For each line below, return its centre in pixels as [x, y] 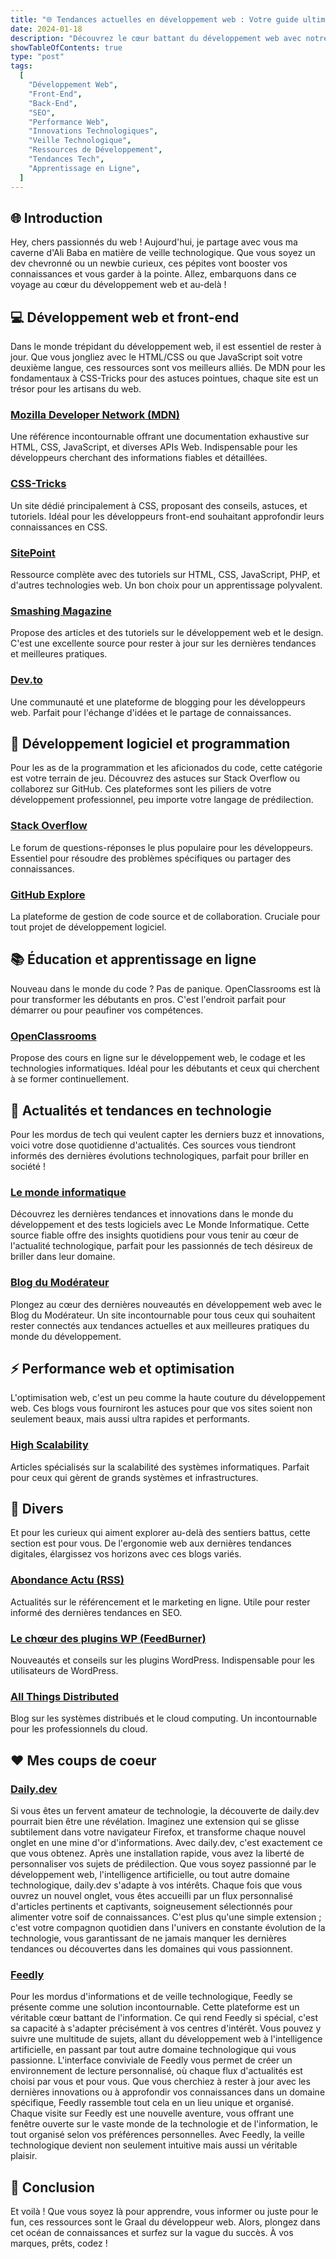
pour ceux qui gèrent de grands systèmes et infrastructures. [134, 1477]
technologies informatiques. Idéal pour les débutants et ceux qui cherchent [165, 1068]
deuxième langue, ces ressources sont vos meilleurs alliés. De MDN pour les [168, 368]
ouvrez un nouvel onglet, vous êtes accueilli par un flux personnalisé [151, 1896]
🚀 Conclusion [52, 2187]
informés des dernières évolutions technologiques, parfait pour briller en [160, 1155]
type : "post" [37, 57]
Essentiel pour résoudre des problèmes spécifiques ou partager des [151, 858]
